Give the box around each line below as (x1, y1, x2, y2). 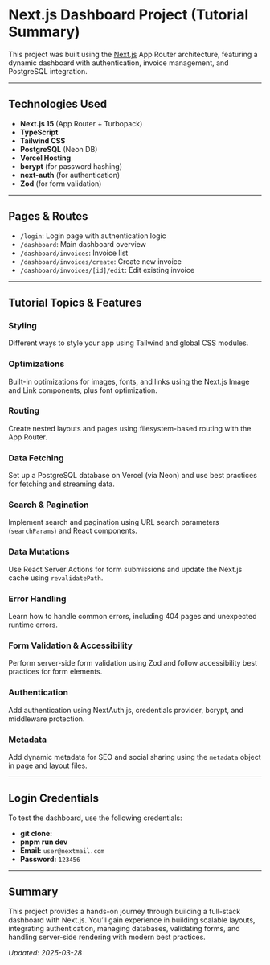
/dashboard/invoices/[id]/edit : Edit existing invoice (19, 265, 195, 274)
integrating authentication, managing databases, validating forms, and (8, 923, 240, 933)
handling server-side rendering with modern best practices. (8, 932, 207, 942)
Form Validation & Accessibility (8, 640, 133, 651)
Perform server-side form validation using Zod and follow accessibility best (8, 658, 258, 668)
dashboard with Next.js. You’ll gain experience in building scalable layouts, (8, 915, 256, 925)
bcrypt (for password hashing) (19, 161, 123, 171)
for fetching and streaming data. (8, 479, 115, 489)
